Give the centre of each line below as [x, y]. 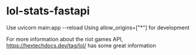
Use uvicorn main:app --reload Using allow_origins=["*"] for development [98, 27]
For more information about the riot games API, [65, 39]
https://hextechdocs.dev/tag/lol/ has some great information [81, 45]
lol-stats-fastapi [48, 11]
